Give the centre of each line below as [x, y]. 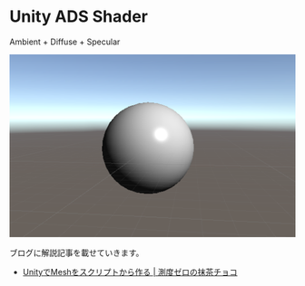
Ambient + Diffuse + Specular [65, 42]
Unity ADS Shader [79, 17]
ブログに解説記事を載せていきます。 [77, 253]
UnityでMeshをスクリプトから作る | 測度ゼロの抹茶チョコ [130, 272]
